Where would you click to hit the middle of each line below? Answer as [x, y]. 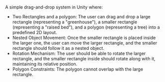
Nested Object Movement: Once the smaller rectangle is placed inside [84, 38]
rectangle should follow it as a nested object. [58, 48]
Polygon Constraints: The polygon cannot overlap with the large [78, 69]
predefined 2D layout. [35, 32]
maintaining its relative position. [45, 64]
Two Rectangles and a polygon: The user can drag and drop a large [81, 17]
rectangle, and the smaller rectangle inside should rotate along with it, [84, 59]
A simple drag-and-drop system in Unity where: [54, 7]
